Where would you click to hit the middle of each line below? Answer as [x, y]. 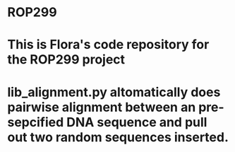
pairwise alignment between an [102, 107]
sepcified [36, 122]
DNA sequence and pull [137, 122]
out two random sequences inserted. [118, 137]
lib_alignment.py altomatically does [114, 92]
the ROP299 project [66, 60]
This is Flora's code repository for [108, 45]
